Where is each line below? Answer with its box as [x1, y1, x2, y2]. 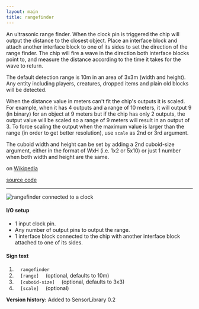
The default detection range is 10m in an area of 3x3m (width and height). [6, 74, 186, 81]
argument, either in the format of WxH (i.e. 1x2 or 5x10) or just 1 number [6, 146, 181, 154]
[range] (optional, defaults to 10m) [20, 272, 110, 279]
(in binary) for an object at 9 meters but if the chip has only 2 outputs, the [6, 110, 185, 117]
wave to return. [6, 62, 43, 69]
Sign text [6, 253, 29, 260]
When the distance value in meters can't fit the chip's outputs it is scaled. [6, 97, 185, 104]
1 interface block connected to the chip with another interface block [14, 232, 181, 240]
